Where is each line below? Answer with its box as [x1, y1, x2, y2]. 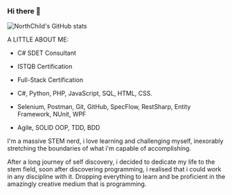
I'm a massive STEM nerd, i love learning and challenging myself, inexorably [7, 137, 224, 145]
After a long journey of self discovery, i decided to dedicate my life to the [7, 158, 215, 166]
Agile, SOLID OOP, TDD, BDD [17, 124, 100, 132]
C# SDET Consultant [17, 49, 76, 58]
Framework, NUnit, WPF [17, 110, 87, 119]
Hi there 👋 [7, 6, 42, 16]
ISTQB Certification [17, 62, 73, 71]
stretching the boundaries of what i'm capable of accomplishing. [7, 144, 192, 153]
